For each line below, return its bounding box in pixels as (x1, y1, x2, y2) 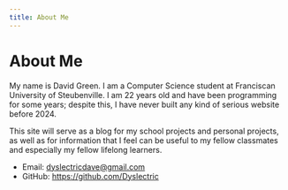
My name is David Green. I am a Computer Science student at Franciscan (9, 80, 276, 91)
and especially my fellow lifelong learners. (9, 144, 163, 155)
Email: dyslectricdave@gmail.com (21, 161, 146, 172)
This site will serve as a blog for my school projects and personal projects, (9, 125, 280, 136)
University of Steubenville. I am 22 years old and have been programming (9, 89, 277, 100)
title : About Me (9, 12, 69, 22)
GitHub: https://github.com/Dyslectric (21, 171, 159, 181)
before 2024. (9, 108, 57, 119)
